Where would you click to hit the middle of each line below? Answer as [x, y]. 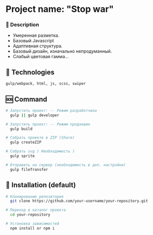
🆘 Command [27, 99]
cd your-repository [30, 215]
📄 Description [22, 25]
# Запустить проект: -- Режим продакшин [48, 124]
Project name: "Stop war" [60, 9]
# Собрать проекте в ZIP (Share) [40, 138]
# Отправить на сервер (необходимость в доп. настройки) [66, 165]
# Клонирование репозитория [35, 196]
